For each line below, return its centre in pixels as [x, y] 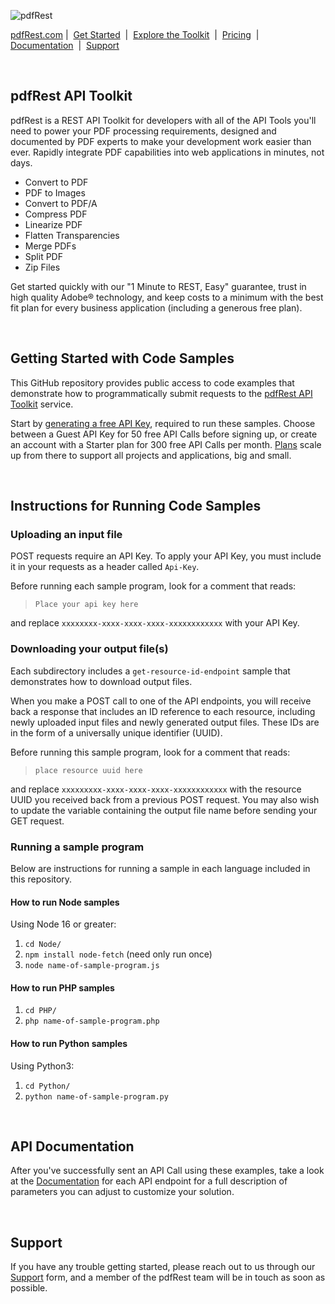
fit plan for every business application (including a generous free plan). [156, 307]
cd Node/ [43, 945]
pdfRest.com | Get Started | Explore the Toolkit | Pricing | [135, 34]
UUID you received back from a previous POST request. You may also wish [165, 799]
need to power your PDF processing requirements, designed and [143, 131]
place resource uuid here [88, 770]
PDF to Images [55, 192]
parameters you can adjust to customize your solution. [122, 1192]
